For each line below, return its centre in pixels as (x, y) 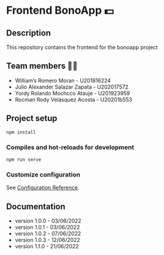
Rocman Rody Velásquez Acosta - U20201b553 (74, 99)
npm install (21, 132)
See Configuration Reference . (43, 188)
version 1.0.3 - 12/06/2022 (47, 240)
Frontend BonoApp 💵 (60, 10)
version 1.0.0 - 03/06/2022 (48, 221)
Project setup (32, 118)
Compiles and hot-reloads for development (70, 147)
